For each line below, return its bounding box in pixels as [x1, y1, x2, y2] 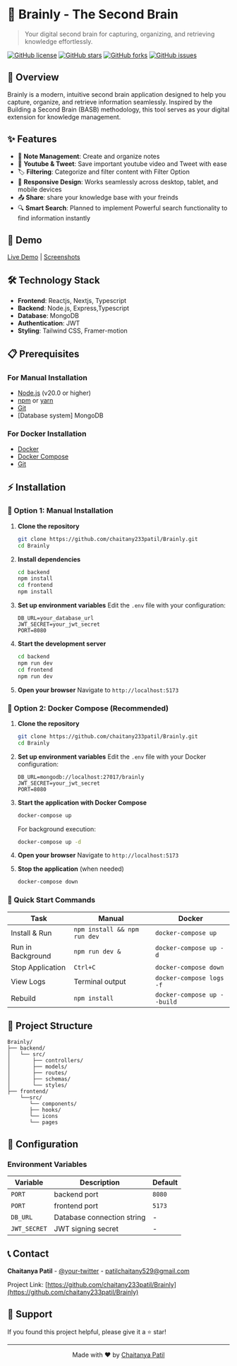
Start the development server [17, 639, 107, 648]
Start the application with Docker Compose [17, 798, 147, 807]
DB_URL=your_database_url [17, 614, 94, 622]
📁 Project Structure [7, 1020, 93, 1032]
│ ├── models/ [7, 1063, 68, 1071]
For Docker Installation [7, 429, 87, 439]
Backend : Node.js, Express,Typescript [17, 304, 129, 313]
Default [152, 1177, 178, 1187]
